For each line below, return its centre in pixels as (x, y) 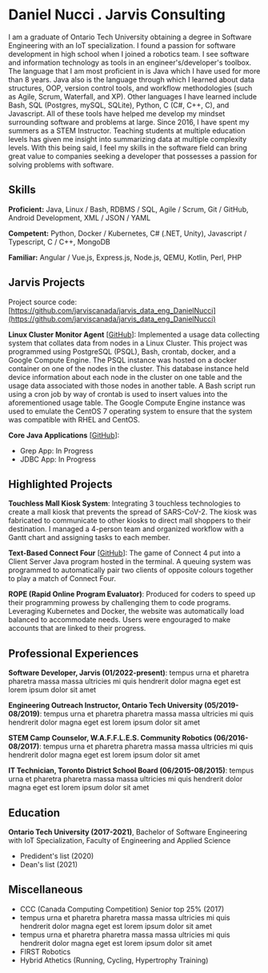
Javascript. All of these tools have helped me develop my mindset (117, 113)
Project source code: (43, 301)
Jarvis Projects (47, 283)
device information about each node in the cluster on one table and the (125, 377)
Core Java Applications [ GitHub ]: (64, 435)
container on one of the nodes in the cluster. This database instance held (129, 368)
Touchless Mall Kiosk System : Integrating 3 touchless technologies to (125, 503)
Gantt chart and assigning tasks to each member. (89, 538)
